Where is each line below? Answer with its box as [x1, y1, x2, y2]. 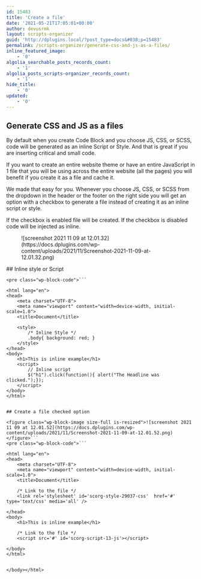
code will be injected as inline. [6, 223, 81, 230]
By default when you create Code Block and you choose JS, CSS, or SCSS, [6, 137, 192, 144]
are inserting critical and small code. [6, 149, 96, 157]
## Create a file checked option [6, 409, 90, 415]
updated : [6, 93, 28, 99]
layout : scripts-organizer [6, 31, 74, 37]
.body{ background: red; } [28, 335, 95, 341]
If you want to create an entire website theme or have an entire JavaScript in [6, 161, 195, 169]
